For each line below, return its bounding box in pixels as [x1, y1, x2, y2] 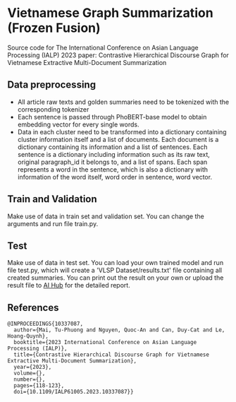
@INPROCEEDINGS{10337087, [7, 320, 83, 328]
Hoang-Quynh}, [7, 333, 49, 340]
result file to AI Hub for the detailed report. [7, 281, 130, 290]
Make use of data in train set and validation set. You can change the [7, 212, 204, 220]
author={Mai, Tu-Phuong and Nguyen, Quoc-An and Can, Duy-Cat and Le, [13, 326, 225, 333]
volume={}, [13, 370, 46, 377]
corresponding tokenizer [17, 105, 89, 114]
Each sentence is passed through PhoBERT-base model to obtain [17, 112, 207, 121]
